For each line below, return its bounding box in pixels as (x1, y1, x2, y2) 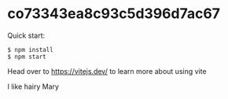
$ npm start (7, 53, 46, 60)
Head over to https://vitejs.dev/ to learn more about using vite (7, 66, 207, 75)
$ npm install (7, 46, 54, 53)
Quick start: (7, 31, 45, 40)
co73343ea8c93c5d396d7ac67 (7, 5, 221, 23)
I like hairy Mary (7, 82, 60, 91)
